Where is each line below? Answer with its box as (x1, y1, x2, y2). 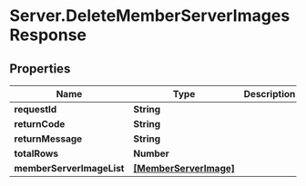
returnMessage (14, 132, 83, 145)
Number (133, 147, 170, 160)
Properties (9, 61, 71, 76)
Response (9, 24, 87, 45)
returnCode (14, 118, 66, 130)
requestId (14, 103, 57, 115)
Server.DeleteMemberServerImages (9, 5, 291, 26)
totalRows (14, 147, 59, 160)
